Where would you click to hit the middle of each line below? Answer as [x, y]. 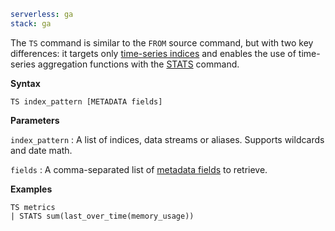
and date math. [41, 150]
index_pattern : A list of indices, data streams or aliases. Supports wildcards [167, 139]
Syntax [25, 83]
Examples [31, 189]
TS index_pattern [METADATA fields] [86, 101]
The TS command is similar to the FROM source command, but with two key [162, 42]
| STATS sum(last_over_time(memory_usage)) [102, 216]
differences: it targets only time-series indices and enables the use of [153, 53]
